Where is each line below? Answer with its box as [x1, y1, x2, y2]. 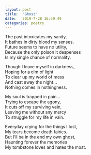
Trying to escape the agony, [5, 99, 61, 105]
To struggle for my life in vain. [5, 114, 64, 120]
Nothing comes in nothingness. [5, 84, 67, 90]
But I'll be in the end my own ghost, [5, 134, 76, 140]
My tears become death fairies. [5, 129, 68, 135]
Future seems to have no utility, [5, 44, 68, 50]
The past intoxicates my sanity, [5, 34, 67, 40]
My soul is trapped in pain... [5, 94, 61, 100]
